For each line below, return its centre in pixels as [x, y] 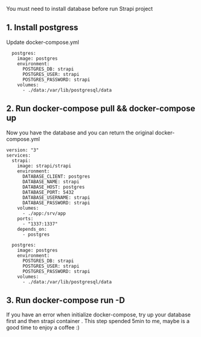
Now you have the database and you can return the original [80, 133]
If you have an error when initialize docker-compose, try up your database [99, 315]
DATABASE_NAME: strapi [51, 181]
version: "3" [23, 150]
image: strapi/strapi [44, 166]
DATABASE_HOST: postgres [53, 187]
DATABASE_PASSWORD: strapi [56, 203]
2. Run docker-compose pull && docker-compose [101, 109]
